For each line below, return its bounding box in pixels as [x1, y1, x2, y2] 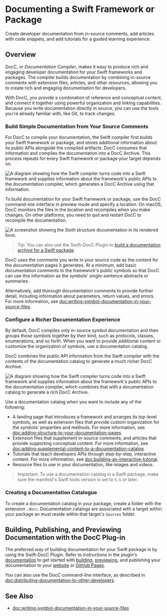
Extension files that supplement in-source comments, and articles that [12, 435, 157, 441]
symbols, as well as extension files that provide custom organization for [12, 419, 160, 425]
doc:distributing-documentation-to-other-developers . [5, 578, 116, 584]
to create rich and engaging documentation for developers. [5, 85, 127, 91]
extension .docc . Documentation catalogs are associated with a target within [5, 506, 162, 512]
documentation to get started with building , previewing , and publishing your [5, 557, 161, 563]
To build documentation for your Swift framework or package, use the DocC [5, 196, 161, 202]
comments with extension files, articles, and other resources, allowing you [5, 79, 158, 85]
